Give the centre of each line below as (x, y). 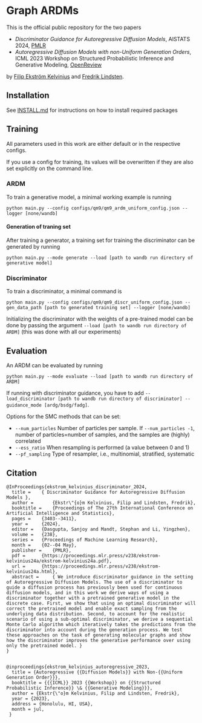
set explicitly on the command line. (50, 168)
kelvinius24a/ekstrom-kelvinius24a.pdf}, (59, 561)
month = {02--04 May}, (44, 545)
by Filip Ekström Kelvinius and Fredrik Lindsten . (65, 76)
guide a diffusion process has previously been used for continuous (94, 587)
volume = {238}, (35, 534)
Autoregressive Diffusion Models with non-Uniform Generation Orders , (103, 51)
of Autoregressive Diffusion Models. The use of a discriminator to (94, 582)
